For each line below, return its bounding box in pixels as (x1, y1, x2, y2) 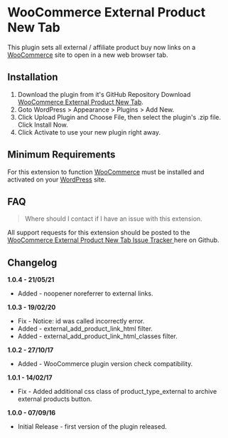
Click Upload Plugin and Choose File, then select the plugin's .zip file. (17, 113, 222, 121)
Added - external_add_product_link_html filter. (17, 325, 153, 333)
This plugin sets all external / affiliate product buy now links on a (7, 43, 196, 51)
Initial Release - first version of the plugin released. (17, 422, 167, 431)
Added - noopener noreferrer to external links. (17, 289, 154, 298)
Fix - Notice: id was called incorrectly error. (17, 317, 145, 325)
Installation (7, 71, 58, 83)
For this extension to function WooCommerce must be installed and (7, 167, 205, 176)
